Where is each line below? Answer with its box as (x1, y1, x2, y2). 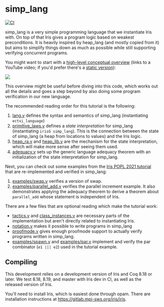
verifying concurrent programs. (5, 50, 69, 56)
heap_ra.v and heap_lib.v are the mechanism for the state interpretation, (12, 138, 158, 144)
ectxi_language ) (12, 117, 45, 123)
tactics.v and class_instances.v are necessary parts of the (12, 213, 130, 219)
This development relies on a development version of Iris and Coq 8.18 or (5, 271, 153, 277)
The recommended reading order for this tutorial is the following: (5, 103, 136, 109)
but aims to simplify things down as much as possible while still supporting (5, 44, 156, 50)
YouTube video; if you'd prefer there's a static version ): (5, 65, 116, 70)
